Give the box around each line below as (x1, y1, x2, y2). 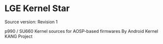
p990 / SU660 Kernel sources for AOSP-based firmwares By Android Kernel (4, 28, 158, 34)
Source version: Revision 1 (4, 19, 58, 25)
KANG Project (4, 33, 33, 39)
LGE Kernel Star (4, 3, 70, 14)
